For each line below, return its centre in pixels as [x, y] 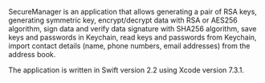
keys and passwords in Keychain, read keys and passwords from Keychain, [132, 37]
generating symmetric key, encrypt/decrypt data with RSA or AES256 [123, 20]
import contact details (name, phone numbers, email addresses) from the [129, 46]
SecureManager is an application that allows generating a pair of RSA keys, [132, 12]
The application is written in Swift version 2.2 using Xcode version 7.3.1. [126, 70]
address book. [32, 54]
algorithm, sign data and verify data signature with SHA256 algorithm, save [132, 29]
